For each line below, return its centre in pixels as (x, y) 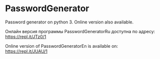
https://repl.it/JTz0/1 (26, 37)
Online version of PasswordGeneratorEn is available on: (62, 46)
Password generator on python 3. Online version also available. (69, 22)
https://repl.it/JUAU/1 (26, 51)
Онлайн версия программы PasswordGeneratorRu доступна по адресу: (80, 31)
